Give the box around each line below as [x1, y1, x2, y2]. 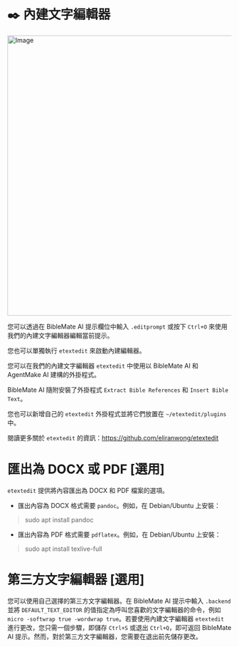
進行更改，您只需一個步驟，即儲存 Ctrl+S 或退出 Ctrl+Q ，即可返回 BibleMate [7, 623, 232, 631]
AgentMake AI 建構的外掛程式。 [7, 370, 101, 378]
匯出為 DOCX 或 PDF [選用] [7, 461, 165, 477]
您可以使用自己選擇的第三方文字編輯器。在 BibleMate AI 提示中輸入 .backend [7, 596, 231, 605]
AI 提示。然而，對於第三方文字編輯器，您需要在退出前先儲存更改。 [7, 632, 203, 641]
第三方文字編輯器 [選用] [7, 571, 144, 588]
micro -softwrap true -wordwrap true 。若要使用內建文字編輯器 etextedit [7, 614, 224, 623]
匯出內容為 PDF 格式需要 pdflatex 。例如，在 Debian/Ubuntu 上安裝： [17, 530, 221, 539]
